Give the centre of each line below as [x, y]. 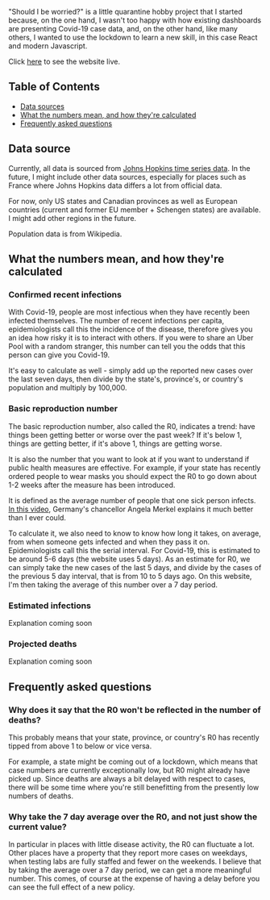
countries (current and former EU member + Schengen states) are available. [135, 210]
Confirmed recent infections [65, 294]
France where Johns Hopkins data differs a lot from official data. [115, 185]
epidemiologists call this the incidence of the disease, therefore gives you [131, 329]
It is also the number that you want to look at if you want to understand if [129, 459]
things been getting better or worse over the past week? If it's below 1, [125, 435]
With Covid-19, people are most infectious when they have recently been [129, 312]
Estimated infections [50, 606]
